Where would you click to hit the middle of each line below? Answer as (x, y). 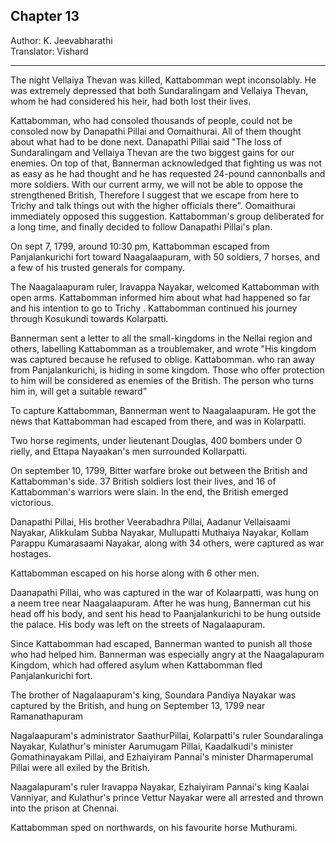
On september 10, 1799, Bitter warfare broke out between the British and (159, 470)
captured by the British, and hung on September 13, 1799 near (138, 705)
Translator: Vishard (49, 51)
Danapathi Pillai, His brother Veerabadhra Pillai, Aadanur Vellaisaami (150, 521)
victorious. (32, 502)
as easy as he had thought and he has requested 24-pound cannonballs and (168, 173)
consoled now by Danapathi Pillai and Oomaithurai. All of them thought (156, 131)
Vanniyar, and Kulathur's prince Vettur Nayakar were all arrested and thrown (167, 797)
